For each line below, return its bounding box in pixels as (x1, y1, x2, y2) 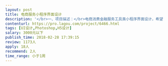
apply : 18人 (5, 44, 29, 49)
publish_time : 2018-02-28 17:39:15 (5, 35, 79, 40)
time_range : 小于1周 (5, 53, 46, 59)
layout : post (5, 7, 32, 12)
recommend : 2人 (5, 49, 36, 54)
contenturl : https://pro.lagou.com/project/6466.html (5, 21, 120, 26)
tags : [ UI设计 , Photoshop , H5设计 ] (5, 26, 72, 31)
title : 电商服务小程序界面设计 (5, 12, 62, 17)
